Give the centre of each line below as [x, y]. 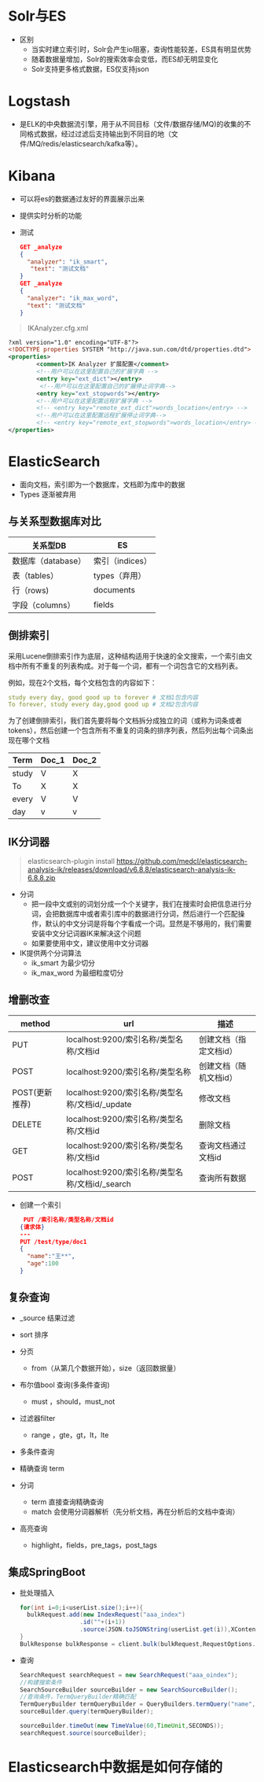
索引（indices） [122, 561]
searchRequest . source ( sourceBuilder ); [83, 1733]
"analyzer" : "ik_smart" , [68, 262]
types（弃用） [119, 575]
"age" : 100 [43, 1264]
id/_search [112, 1183]
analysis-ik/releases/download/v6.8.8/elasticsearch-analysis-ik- [131, 869]
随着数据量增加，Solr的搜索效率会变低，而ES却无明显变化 [125, 59]
